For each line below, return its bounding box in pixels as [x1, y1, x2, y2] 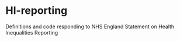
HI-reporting [5, 4, 68, 17]
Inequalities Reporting [5, 29, 58, 36]
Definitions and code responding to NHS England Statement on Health [5, 23, 175, 30]
